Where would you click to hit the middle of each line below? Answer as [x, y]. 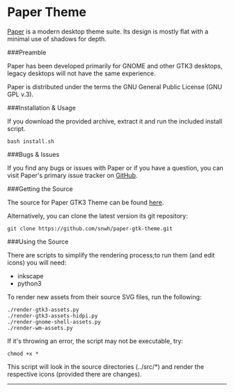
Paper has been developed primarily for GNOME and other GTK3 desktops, [115, 66]
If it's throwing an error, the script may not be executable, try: [95, 341]
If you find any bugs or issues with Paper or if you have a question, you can [116, 167]
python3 [29, 283]
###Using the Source [38, 241]
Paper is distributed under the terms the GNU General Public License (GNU [115, 86]
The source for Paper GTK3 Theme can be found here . [86, 202]
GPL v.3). [20, 94]
